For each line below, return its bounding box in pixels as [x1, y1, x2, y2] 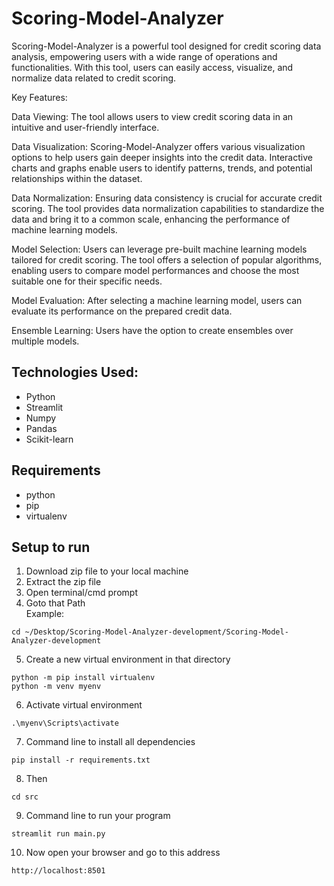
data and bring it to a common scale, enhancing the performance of [11, 213, 291, 225]
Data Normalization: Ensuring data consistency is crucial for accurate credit [11, 192, 323, 204]
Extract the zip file [25, 576, 102, 588]
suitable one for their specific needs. [11, 275, 163, 287]
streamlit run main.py [11, 829, 106, 839]
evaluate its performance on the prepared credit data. [11, 305, 233, 317]
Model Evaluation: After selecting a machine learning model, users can [11, 294, 303, 306]
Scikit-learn [25, 433, 74, 445]
